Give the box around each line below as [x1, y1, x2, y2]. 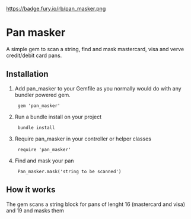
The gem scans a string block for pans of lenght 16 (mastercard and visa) [6, 201, 186, 208]
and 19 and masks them [6, 207, 64, 214]
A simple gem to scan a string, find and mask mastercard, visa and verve [6, 45, 184, 52]
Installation [6, 69, 49, 79]
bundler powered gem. [14, 91, 71, 98]
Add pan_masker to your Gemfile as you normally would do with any [14, 85, 182, 92]
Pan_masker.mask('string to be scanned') [17, 168, 122, 174]
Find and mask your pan [14, 157, 74, 164]
